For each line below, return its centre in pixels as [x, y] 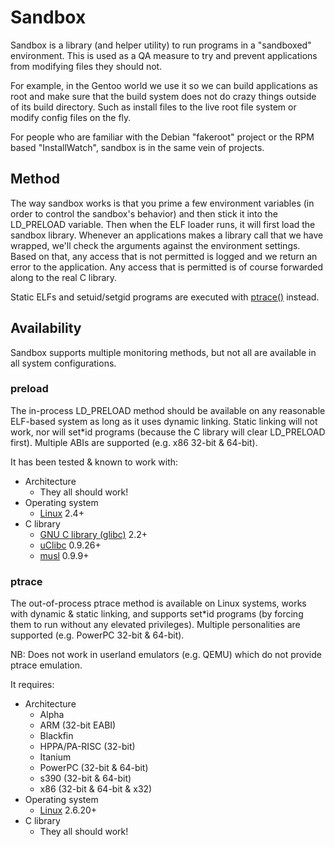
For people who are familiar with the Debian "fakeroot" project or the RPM [162, 137]
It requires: [32, 685]
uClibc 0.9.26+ [70, 545]
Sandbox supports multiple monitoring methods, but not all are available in [163, 352]
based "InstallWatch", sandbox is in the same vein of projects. [137, 147]
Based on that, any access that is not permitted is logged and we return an [164, 256]
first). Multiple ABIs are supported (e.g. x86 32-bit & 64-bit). [134, 442]
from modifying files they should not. [86, 66]
